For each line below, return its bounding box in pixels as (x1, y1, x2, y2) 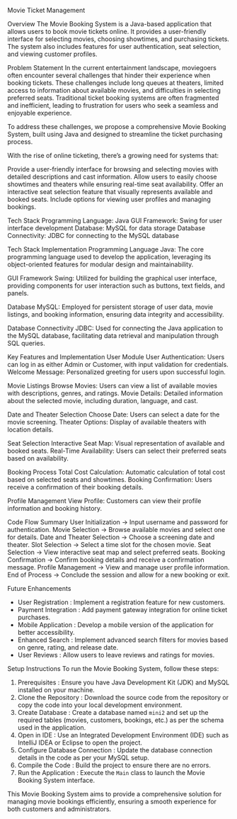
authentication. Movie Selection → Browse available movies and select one (7, 526, 226, 533)
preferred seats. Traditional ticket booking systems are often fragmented (7, 94, 219, 102)
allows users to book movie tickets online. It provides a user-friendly (7, 28, 207, 35)
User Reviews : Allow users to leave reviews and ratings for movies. (17, 651, 215, 659)
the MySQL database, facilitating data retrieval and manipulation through (7, 332, 219, 339)
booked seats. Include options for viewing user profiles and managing (7, 195, 211, 203)
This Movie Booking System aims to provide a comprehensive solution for (7, 790, 222, 798)
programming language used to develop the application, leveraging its (7, 253, 212, 261)
